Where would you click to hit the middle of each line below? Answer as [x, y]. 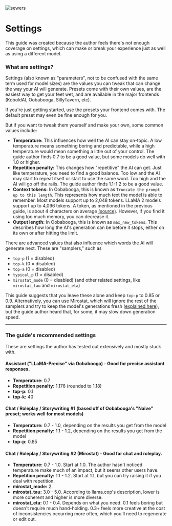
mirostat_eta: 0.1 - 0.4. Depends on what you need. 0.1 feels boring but [88, 503]
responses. [18, 369]
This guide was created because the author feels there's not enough [78, 43]
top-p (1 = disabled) [34, 258]
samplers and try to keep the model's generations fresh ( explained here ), [82, 306]
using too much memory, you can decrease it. [61, 217]
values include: [21, 131]
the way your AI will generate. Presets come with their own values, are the [83, 89]
